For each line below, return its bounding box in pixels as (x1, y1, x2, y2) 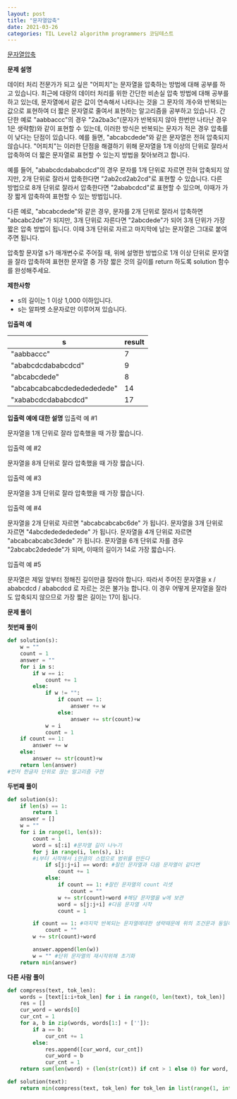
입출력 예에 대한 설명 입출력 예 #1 (7, 414, 97, 423)
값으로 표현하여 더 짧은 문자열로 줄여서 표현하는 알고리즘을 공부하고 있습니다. (7, 107, 219, 115)
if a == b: (32, 1026, 65, 1033)
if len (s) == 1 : (20, 802, 68, 810)
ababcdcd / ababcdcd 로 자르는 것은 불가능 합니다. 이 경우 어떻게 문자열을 (7, 584, 214, 593)
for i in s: (20, 663, 55, 670)
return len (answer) (20, 761, 78, 769)
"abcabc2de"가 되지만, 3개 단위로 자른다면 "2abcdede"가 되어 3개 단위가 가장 (7, 216, 226, 224)
